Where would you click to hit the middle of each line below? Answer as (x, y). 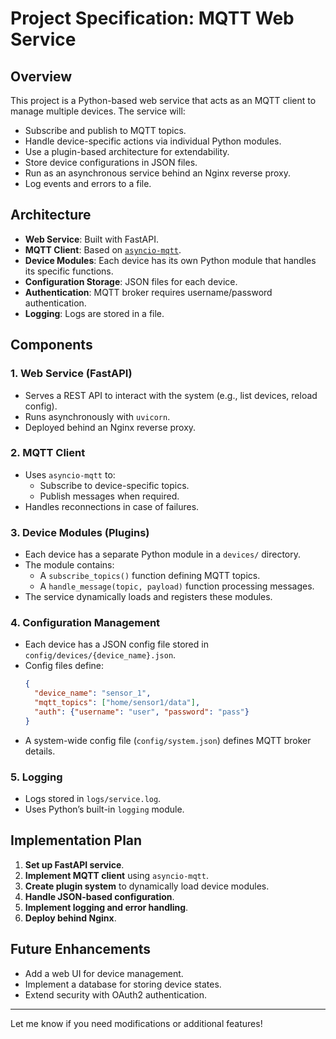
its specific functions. (69, 271)
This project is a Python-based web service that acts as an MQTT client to (163, 100)
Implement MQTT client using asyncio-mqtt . (116, 875)
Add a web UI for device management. (104, 973)
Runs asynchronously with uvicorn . (97, 416)
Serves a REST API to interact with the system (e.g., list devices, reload (171, 395)
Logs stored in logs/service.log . (93, 799)
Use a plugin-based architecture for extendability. (127, 151)
